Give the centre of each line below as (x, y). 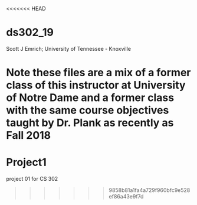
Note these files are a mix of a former (98, 73)
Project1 (27, 162)
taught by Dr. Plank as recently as (90, 123)
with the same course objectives (88, 110)
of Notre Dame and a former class (90, 98)
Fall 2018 (29, 136)
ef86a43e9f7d (126, 197)
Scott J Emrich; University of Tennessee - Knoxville (69, 48)
